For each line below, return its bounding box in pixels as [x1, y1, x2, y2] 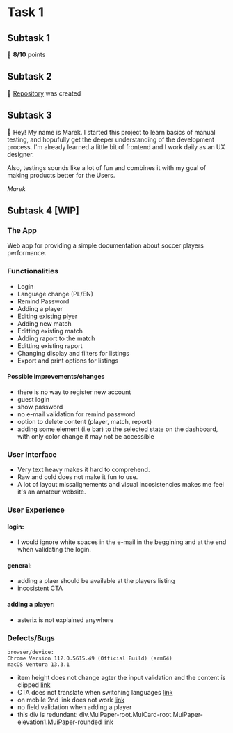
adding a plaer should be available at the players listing [17, 577, 175, 585]
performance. [7, 249, 47, 257]
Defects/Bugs [7, 633, 55, 642]
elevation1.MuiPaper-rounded [17, 718, 102, 726]
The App [7, 225, 37, 235]
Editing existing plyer [17, 312, 78, 320]
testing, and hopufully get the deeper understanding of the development [7, 135, 214, 144]
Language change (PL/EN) [17, 289, 94, 298]
